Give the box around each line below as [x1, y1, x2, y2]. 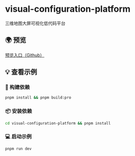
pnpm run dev [5, 146, 32, 151]
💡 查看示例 [5, 68, 37, 77]
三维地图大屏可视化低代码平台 [5, 20, 65, 26]
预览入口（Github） [5, 52, 45, 58]
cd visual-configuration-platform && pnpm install [5, 121, 111, 126]
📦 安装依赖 [5, 108, 32, 115]
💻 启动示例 [5, 133, 32, 140]
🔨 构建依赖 [5, 84, 30, 91]
